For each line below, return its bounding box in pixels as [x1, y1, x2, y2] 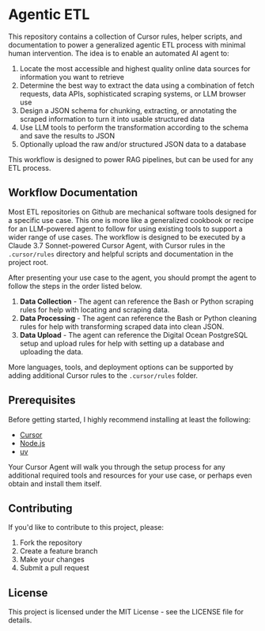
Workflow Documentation [8, 186, 138, 199]
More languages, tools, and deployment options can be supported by [8, 362, 233, 372]
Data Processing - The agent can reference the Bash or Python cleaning [19, 313, 257, 323]
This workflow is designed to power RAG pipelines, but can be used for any [8, 154, 254, 164]
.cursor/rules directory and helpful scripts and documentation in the [8, 249, 233, 259]
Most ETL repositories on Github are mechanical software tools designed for [8, 207, 257, 217]
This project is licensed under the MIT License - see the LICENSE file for [8, 607, 244, 617]
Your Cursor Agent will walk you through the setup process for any [8, 462, 225, 471]
